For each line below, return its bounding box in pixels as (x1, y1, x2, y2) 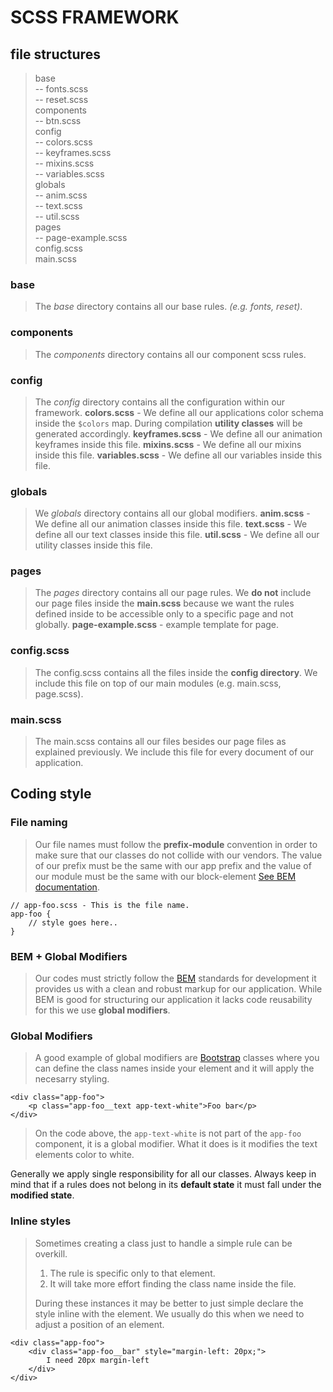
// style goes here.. (28, 917, 118, 928)
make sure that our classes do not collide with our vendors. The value (34, 849, 323, 861)
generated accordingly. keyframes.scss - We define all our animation (34, 427, 323, 440)
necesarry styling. (34, 1073, 110, 1085)
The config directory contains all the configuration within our (34, 396, 286, 408)
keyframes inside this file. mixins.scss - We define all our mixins (34, 438, 302, 450)
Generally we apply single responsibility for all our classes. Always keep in (10, 1168, 317, 1180)
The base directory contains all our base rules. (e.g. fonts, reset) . (34, 301, 303, 313)
